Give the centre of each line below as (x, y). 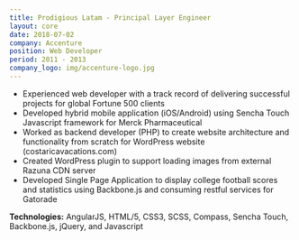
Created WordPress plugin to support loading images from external (147, 161)
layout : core (34, 26)
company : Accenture (46, 43)
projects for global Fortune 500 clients (93, 103)
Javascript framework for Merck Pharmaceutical (112, 122)
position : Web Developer (56, 51)
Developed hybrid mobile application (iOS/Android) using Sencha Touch (156, 113)
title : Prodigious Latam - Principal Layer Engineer (110, 18)
